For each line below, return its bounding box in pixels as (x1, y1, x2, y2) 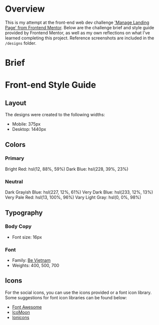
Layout (5, 99, 27, 107)
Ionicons (12, 314, 30, 320)
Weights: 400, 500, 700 (12, 263, 60, 269)
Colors (5, 140, 26, 149)
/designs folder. (5, 40, 36, 46)
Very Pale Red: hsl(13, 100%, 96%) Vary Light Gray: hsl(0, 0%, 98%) (5, 195, 142, 200)
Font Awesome (12, 304, 42, 310)
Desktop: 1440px (12, 126, 47, 132)
